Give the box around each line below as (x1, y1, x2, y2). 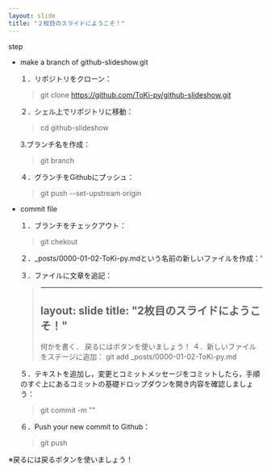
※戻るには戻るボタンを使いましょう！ (8, 455, 133, 465)
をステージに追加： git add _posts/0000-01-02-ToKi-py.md (40, 352, 237, 361)
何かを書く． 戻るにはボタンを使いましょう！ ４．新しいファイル (40, 342, 256, 352)
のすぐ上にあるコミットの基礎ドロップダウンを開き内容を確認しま (19, 379, 240, 389)
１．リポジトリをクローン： (19, 73, 113, 83)
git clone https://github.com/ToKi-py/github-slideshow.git (40, 90, 231, 99)
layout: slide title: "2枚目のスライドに (40, 303, 229, 317)
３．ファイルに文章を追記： (19, 270, 113, 280)
